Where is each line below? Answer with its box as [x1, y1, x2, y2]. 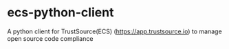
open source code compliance [7, 34, 94, 42]
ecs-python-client [7, 5, 114, 20]
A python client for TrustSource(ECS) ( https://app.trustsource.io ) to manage [7, 27, 222, 35]
